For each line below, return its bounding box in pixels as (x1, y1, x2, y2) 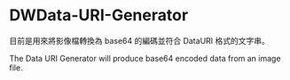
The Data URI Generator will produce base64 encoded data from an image (9, 53, 281, 63)
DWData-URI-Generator (9, 5, 189, 25)
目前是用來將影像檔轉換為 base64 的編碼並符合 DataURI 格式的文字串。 (9, 35, 270, 46)
